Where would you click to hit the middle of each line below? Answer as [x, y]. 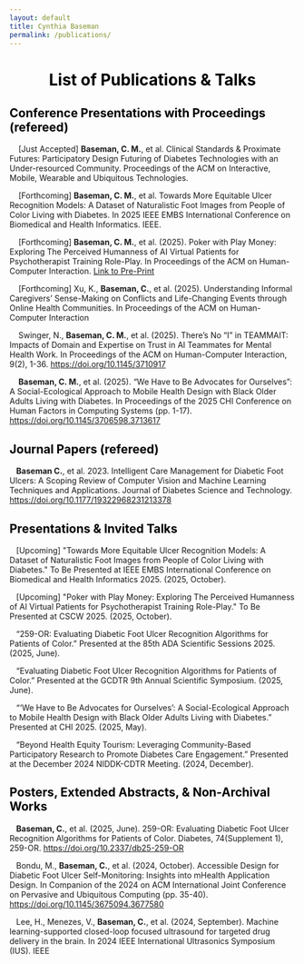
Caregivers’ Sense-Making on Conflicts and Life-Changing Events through [148, 298]
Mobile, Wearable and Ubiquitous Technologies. [99, 178]
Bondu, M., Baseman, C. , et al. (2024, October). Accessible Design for [147, 865]
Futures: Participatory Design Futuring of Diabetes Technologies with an [144, 159]
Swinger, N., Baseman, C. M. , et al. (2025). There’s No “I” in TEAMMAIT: [153, 335]
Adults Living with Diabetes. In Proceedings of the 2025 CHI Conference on [151, 402]
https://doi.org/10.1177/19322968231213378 [91, 500]
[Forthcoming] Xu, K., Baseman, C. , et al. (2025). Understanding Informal [155, 289]
